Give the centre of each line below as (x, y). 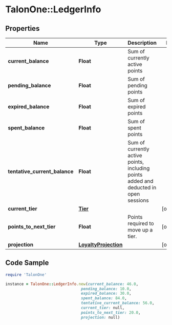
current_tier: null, (103, 308)
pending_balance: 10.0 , (106, 289)
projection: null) (101, 317)
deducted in (142, 187)
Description (142, 43)
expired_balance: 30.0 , (106, 294)
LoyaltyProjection (101, 245)
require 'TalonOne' (26, 275)
